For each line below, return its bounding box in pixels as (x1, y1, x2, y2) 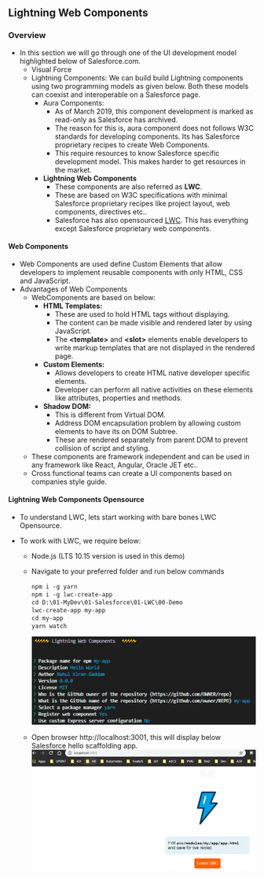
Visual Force (31, 65, 72, 74)
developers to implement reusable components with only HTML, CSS (19, 267, 244, 277)
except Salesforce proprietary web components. (54, 224, 212, 233)
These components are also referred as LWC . (54, 181, 203, 191)
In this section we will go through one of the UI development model (19, 47, 237, 58)
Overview (8, 30, 46, 41)
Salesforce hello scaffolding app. (31, 741, 138, 750)
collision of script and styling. (54, 443, 151, 452)
